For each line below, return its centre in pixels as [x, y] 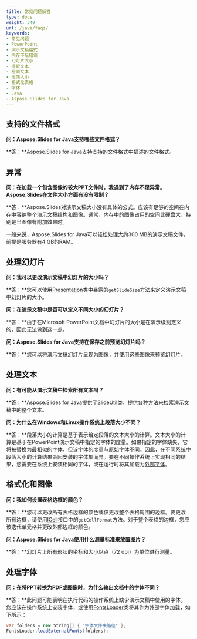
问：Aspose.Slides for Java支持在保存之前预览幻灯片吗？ [76, 342]
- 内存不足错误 [22, 55]
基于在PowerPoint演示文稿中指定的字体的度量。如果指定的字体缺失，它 [102, 442]
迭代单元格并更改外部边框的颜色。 [52, 527]
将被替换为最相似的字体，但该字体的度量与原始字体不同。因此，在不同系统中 [98, 449]
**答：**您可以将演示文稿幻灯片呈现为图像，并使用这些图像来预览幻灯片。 [96, 354]
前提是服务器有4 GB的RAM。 [41, 242]
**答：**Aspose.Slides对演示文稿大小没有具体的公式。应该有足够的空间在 [95, 207]
